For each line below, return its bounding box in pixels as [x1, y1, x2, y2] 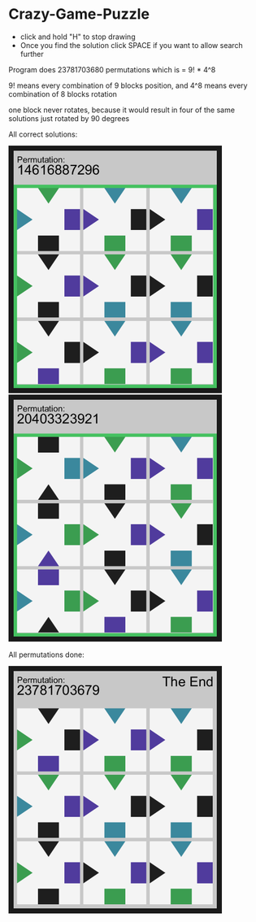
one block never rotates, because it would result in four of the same [8, 105, 236, 115]
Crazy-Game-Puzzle [8, 5, 150, 24]
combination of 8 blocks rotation [8, 89, 118, 98]
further [20, 49, 45, 59]
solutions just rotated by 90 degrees [8, 113, 130, 123]
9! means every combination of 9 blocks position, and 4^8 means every [8, 80, 248, 90]
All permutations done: [8, 650, 85, 659]
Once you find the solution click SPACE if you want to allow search [20, 40, 244, 50]
